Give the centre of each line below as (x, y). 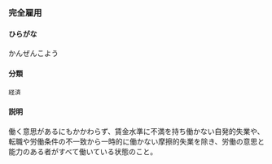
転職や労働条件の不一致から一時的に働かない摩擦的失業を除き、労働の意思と (137, 141)
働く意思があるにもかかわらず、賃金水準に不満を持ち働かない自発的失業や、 (136, 131)
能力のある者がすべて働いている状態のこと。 (83, 151)
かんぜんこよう (33, 54)
